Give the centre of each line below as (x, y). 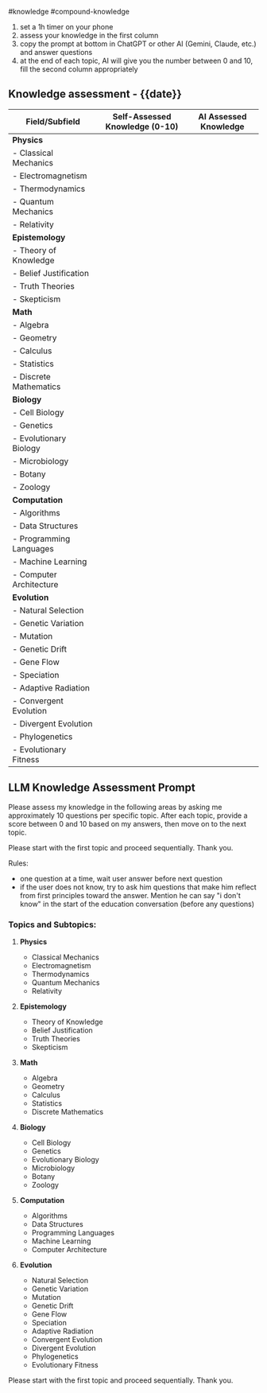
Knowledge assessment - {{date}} (95, 94)
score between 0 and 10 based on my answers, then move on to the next (127, 823)
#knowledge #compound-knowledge (69, 12)
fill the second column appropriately (79, 69)
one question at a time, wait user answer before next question (121, 878)
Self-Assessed (142, 116)
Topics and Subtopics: (52, 924)
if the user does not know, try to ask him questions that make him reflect (138, 887)
